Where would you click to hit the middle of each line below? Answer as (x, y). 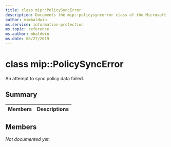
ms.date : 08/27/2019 (27, 39)
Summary (21, 95)
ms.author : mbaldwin (27, 34)
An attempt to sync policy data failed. (45, 78)
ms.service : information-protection (44, 24)
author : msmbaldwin (26, 20)
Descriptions (53, 109)
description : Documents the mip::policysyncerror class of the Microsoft (86, 15)
